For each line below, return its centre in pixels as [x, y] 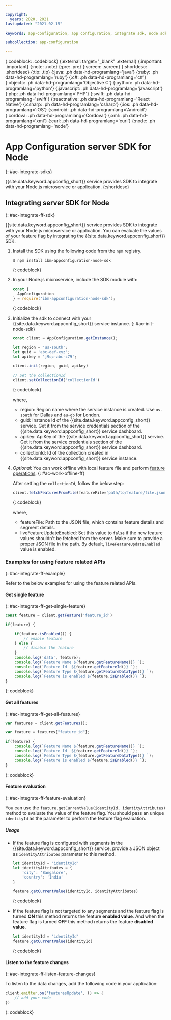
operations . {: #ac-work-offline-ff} [49, 473]
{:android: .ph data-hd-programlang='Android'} [97, 110]
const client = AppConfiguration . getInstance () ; [65, 338]
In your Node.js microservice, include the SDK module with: [75, 279]
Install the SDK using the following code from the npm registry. [77, 251]
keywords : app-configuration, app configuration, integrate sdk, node [82, 33]
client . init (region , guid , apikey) [50, 366]
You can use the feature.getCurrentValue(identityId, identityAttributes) [85, 808]
